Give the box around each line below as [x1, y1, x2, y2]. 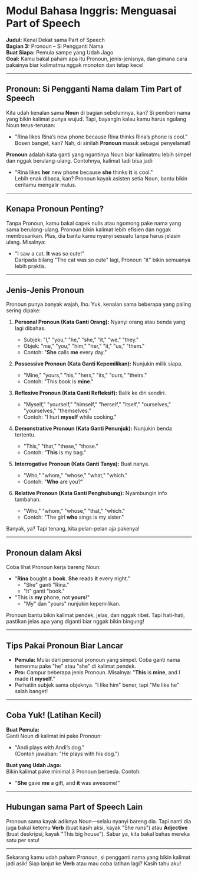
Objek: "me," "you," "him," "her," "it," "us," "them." [23, 342, 145, 350]
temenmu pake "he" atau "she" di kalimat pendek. [14, 662, 137, 670]
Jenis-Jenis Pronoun [6, 285, 84, 295]
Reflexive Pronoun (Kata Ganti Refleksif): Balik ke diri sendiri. [14, 389, 166, 397]
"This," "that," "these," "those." [23, 442, 98, 450]
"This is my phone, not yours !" [14, 594, 90, 601]
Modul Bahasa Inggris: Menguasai [6, 4, 177, 18]
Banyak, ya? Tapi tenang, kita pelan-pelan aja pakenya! [6, 525, 140, 532]
